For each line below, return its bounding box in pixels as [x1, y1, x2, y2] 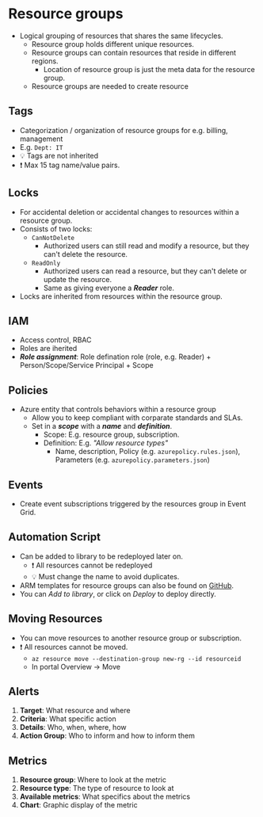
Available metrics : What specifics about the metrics [19, 792, 191, 801]
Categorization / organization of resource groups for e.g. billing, [19, 125, 228, 135]
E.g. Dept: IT [19, 142, 63, 151]
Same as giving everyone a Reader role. [43, 283, 174, 292]
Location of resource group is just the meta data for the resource [43, 64, 255, 74]
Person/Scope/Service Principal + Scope [19, 361, 154, 370]
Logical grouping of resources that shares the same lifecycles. [19, 31, 223, 40]
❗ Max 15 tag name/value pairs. [19, 160, 120, 170]
